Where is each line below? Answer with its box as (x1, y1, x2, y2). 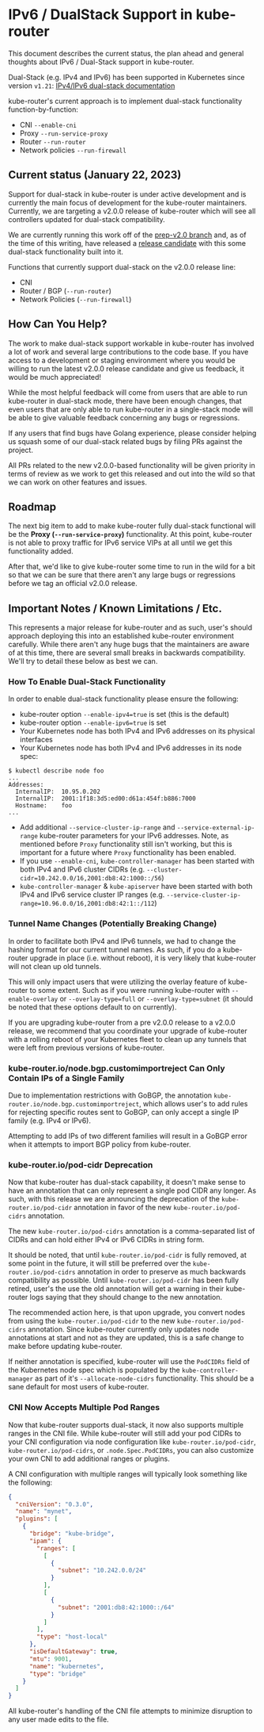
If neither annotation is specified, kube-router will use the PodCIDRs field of (8, 1357, 251, 1366)
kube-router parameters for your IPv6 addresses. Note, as (39, 831, 229, 841)
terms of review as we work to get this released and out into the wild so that (8, 469, 255, 478)
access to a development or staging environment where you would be (8, 355, 236, 365)
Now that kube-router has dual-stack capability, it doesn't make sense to (8, 1178, 247, 1187)
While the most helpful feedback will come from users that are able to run (8, 387, 247, 397)
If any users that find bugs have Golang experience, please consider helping (8, 428, 257, 438)
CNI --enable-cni (19, 120, 77, 129)
